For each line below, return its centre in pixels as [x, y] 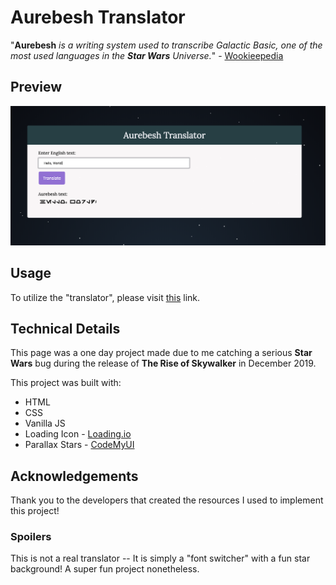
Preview [36, 87]
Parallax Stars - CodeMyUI [79, 445]
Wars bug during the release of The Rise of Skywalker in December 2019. [163, 363]
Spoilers [31, 537]
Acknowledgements [74, 476]
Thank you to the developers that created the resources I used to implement [167, 500]
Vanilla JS [45, 423]
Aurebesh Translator [98, 17]
